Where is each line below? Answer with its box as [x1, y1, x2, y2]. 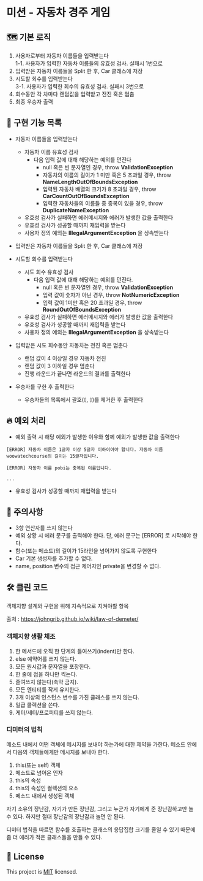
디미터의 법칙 [6, 725, 43, 734]
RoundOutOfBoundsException [42, 306, 121, 313]
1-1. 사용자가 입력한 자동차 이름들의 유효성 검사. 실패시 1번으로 [15, 60, 163, 67]
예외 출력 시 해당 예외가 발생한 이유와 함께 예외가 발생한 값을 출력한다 [15, 433, 180, 440]
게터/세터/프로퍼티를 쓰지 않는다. [15, 709, 94, 716]
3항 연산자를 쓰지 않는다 [15, 524, 73, 531]
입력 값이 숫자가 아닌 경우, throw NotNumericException [42, 291, 180, 298]
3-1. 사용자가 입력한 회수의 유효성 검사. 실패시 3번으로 [15, 83, 144, 90]
